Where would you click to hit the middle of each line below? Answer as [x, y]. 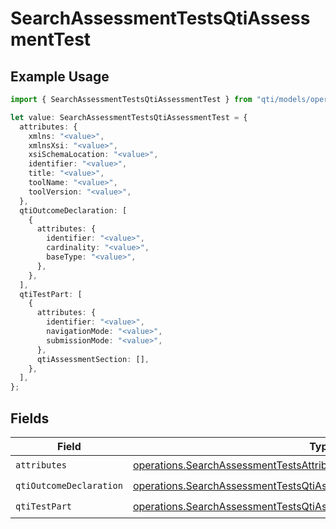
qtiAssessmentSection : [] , [93, 359]
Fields [30, 418]
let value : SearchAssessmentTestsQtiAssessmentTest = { [129, 117]
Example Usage [60, 76]
